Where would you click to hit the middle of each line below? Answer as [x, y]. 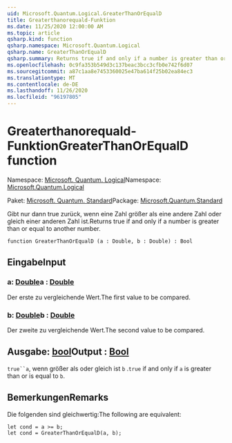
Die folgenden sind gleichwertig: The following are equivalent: [94, 414]
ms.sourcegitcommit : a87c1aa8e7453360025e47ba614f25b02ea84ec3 [100, 71]
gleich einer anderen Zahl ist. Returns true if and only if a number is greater [113, 221]
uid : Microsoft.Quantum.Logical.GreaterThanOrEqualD [85, 13]
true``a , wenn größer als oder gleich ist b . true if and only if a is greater [109, 368]
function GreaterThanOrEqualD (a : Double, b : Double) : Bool [100, 241]
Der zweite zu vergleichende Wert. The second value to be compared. [106, 330]
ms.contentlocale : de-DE [43, 84]
